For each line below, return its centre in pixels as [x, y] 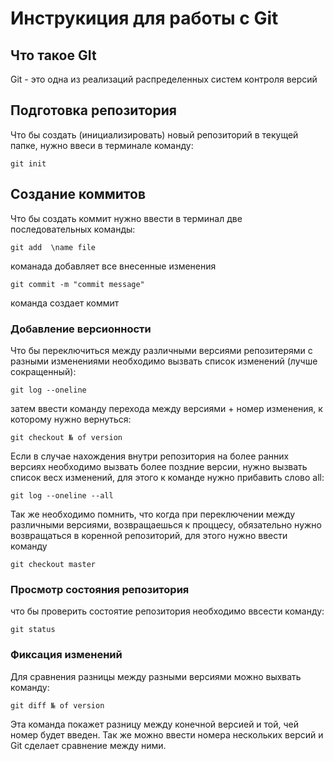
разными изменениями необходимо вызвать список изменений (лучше [164, 361]
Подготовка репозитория [93, 110]
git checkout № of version [66, 437]
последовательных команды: [73, 229]
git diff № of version [57, 705]
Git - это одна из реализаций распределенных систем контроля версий [164, 79]
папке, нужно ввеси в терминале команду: [102, 145]
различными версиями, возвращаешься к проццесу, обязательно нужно [166, 524]
